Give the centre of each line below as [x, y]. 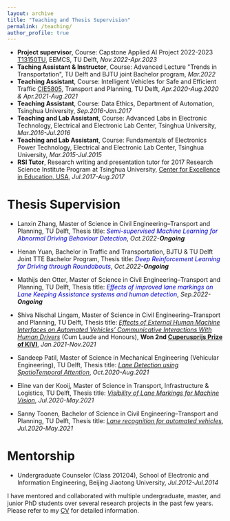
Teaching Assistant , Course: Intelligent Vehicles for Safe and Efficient [117, 82]
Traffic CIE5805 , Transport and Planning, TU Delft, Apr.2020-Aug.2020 [118, 89]
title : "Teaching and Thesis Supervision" [69, 20]
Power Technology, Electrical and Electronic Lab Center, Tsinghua [111, 147]
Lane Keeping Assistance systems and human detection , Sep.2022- [114, 294]
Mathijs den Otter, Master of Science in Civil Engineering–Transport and [119, 280]
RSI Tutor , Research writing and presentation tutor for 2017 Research [115, 162]
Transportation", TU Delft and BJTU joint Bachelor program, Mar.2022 [116, 74]
